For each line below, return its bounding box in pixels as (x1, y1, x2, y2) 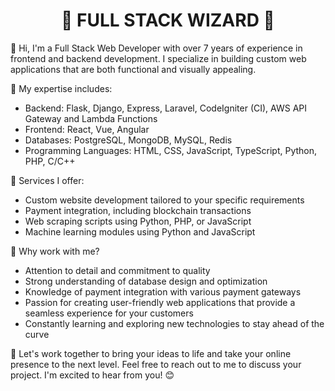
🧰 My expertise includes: (10, 82, 113, 94)
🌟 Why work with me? (10, 245, 100, 257)
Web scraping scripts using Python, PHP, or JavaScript (24, 215, 252, 227)
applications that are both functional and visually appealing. (10, 63, 257, 75)
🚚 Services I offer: (10, 174, 85, 186)
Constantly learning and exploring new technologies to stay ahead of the (24, 317, 325, 329)
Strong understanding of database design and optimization (24, 275, 268, 287)
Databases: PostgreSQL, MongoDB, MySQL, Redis (24, 134, 233, 146)
